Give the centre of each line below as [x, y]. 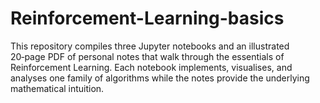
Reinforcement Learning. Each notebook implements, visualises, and [151, 67]
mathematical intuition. [57, 88]
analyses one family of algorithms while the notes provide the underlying [160, 78]
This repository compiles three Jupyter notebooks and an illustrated [150, 46]
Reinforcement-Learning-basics [147, 18]
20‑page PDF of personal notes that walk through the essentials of [147, 56]
